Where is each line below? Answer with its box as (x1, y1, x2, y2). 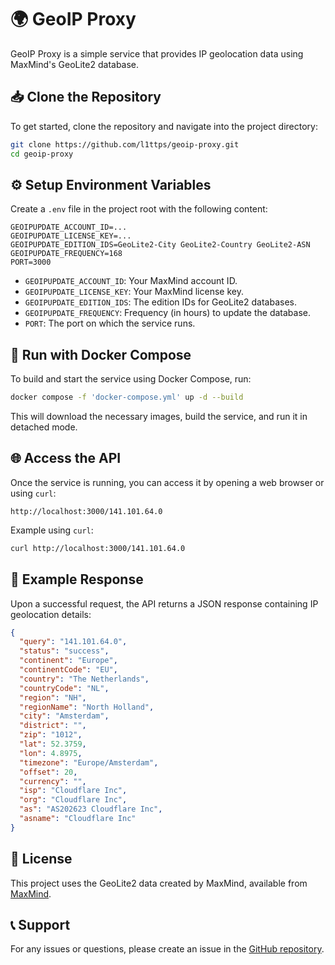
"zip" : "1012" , (19, 730, 83, 740)
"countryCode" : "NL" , (19, 683, 110, 693)
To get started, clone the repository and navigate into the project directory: (10, 120, 318, 132)
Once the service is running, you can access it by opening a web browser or (10, 476, 325, 488)
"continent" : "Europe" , (19, 656, 118, 666)
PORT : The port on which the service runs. (24, 317, 196, 330)
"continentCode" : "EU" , (19, 665, 118, 675)
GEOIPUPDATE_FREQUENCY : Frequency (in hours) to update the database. (24, 307, 312, 319)
